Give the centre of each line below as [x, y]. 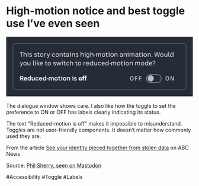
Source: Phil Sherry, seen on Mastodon [54, 166]
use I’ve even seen [53, 23]
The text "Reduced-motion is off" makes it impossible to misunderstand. [94, 124]
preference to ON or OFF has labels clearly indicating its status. [84, 112]
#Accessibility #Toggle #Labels [44, 177]
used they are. [24, 136]
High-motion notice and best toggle [96, 11]
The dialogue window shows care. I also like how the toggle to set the [91, 106]
